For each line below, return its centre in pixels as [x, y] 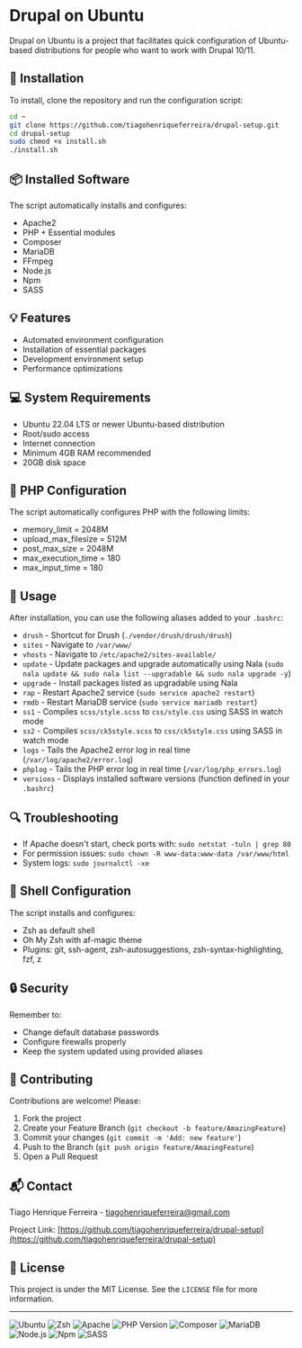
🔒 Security [39, 989]
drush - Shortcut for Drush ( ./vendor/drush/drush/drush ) [127, 635]
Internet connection [59, 443]
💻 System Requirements [80, 398]
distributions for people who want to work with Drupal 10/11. [145, 49]
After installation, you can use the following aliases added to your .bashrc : [147, 618]
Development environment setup [83, 359]
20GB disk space [54, 462]
